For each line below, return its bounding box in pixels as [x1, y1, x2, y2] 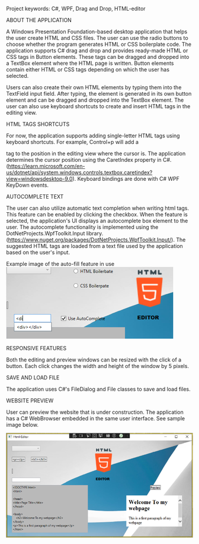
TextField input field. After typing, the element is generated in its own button [6, 90, 192, 97]
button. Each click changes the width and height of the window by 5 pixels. [6, 363, 190, 369]
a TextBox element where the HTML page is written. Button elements [6, 59, 174, 67]
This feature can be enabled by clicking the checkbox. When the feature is [6, 211, 188, 218]
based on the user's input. [6, 249, 70, 256]
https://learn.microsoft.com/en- [8, 163, 85, 169]
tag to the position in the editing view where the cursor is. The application [6, 150, 186, 157]
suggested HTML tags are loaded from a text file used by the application [6, 243, 184, 249]
